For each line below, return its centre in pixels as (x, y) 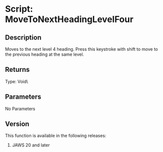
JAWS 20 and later (31, 145)
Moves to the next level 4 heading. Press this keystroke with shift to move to (81, 49)
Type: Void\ (17, 81)
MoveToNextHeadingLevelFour (69, 19)
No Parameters (20, 109)
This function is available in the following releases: (56, 136)
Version (17, 124)
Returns (18, 70)
